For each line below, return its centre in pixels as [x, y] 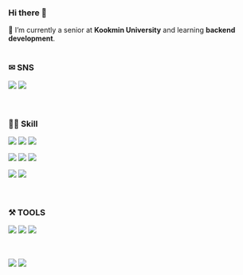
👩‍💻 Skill [23, 124]
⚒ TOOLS [27, 212]
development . [32, 38]
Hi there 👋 [28, 13]
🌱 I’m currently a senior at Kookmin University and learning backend [122, 30]
